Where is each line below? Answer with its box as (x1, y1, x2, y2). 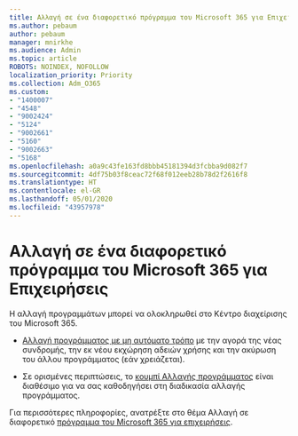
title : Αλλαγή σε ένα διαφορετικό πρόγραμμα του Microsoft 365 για (9, 12, 264, 22)
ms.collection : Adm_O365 (9, 79, 101, 88)
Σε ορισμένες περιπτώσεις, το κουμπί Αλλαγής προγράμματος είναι (21, 370, 274, 382)
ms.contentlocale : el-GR (9, 186, 101, 195)
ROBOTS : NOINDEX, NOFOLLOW (9, 63, 109, 72)
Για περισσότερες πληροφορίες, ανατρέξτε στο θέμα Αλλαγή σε (9, 407, 249, 417)
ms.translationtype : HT (9, 178, 98, 187)
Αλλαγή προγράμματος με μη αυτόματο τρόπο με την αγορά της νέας (21, 335, 282, 345)
